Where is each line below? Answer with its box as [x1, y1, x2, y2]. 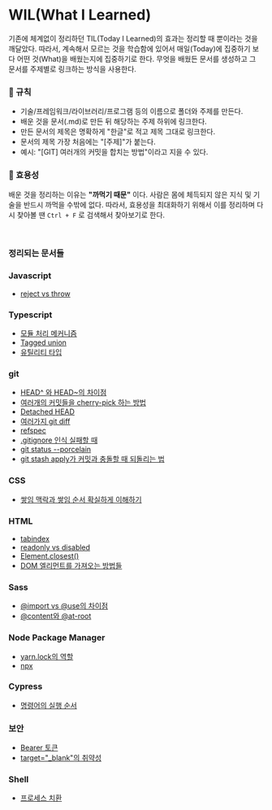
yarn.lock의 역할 [19, 651, 74, 661]
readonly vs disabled [19, 542, 91, 552]
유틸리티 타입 [19, 347, 63, 357]
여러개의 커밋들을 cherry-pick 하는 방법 [19, 398, 146, 407]
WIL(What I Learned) [8, 6, 152, 24]
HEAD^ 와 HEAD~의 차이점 [19, 388, 107, 398]
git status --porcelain [19, 445, 92, 455]
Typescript [8, 309, 53, 320]
